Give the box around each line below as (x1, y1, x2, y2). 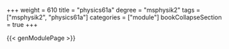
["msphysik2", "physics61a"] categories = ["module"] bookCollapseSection (6, 13, 222, 21)
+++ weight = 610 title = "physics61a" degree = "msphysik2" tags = (6, 6, 201, 14)
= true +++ (6, 21, 38, 28)
